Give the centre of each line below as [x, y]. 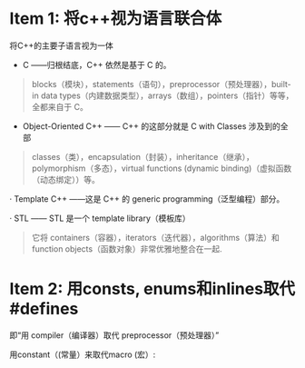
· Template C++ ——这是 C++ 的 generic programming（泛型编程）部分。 [147, 199]
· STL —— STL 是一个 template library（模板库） [100, 218]
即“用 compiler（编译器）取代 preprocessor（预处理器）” [114, 335]
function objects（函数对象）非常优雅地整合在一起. [127, 249]
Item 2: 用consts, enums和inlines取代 [152, 289]
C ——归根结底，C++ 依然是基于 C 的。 [97, 65]
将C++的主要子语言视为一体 [61, 45]
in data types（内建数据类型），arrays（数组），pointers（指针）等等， [162, 95]
